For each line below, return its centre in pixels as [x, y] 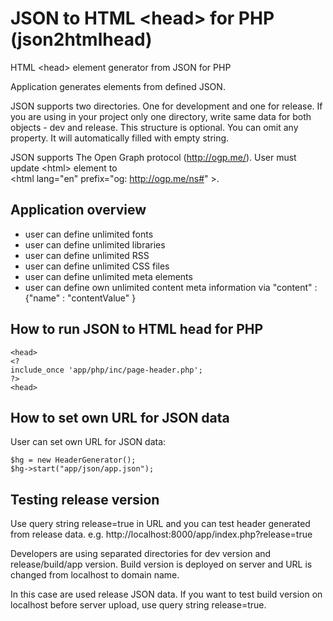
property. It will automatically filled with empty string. [120, 138]
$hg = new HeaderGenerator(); [73, 460]
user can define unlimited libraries [95, 244]
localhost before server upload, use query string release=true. [138, 605]
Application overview [78, 210]
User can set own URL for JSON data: [88, 442]
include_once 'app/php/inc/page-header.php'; [106, 370]
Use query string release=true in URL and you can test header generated [160, 524]
